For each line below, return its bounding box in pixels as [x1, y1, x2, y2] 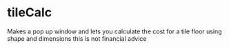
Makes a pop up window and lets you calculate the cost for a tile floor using [7, 27, 222, 35]
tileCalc [7, 5, 52, 20]
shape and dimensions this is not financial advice [7, 34, 147, 42]
